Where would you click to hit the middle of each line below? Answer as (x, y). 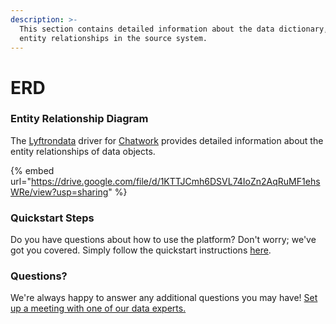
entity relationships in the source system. (113, 38)
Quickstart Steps (52, 218)
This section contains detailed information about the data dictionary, (174, 29)
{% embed (32, 170)
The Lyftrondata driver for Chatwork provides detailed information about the (167, 140)
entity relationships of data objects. (83, 151)
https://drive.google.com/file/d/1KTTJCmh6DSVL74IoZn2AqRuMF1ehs (175, 181)
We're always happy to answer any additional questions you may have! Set (164, 298)
